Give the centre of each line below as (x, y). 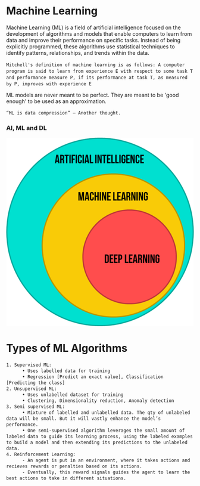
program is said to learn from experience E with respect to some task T (100, 71)
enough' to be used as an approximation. (57, 101)
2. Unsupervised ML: (32, 389)
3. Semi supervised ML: (36, 407)
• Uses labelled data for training (66, 371)
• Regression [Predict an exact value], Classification (93, 377)
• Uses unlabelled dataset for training (73, 395)
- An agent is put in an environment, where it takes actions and (106, 460)
